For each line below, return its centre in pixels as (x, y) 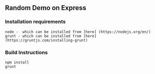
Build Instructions (26, 52)
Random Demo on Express (46, 8)
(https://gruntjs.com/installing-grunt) (47, 40)
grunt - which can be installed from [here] (51, 36)
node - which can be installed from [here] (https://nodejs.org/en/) (78, 32)
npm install (17, 62)
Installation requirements (35, 22)
